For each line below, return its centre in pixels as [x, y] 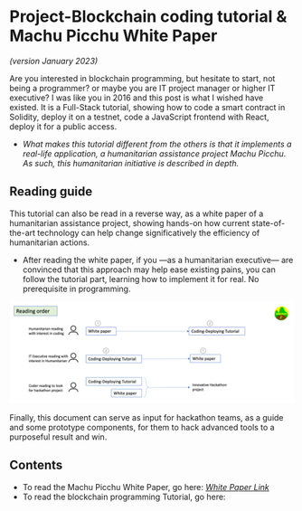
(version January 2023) [54, 61]
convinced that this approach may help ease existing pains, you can [149, 270]
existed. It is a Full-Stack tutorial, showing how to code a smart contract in [147, 107]
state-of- [269, 222]
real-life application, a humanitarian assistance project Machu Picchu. [154, 153]
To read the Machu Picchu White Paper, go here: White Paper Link [146, 487]
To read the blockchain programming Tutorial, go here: [124, 497]
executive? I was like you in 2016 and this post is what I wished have [137, 98]
